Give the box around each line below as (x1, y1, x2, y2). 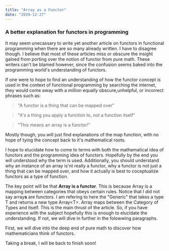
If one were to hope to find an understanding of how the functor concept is (5, 76, 161, 82)
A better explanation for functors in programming (5, 29, 129, 36)
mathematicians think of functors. (5, 230, 76, 236)
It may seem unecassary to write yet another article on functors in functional (5, 40, 164, 46)
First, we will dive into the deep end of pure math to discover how (5, 225, 141, 231)
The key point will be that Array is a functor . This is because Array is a (5, 183, 152, 189)
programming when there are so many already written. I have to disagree (5, 45, 157, 51)
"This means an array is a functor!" (17, 122, 91, 128)
